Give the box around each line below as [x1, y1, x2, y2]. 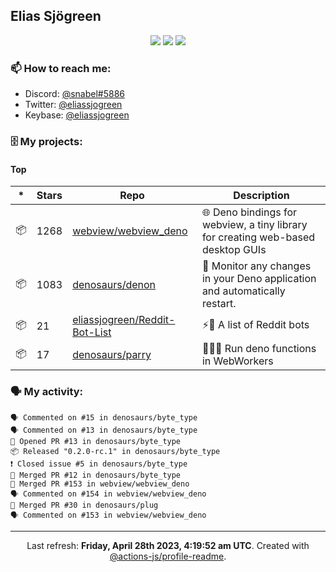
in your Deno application [201, 272, 317, 286]
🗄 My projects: [10, 135, 83, 149]
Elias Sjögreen [10, 8, 102, 25]
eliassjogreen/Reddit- [72, 313, 176, 327]
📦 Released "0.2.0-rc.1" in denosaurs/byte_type [10, 446, 221, 456]
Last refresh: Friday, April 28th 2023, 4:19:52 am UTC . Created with [26, 539, 310, 551]
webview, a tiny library [201, 218, 308, 232]
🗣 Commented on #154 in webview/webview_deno [10, 489, 207, 499]
